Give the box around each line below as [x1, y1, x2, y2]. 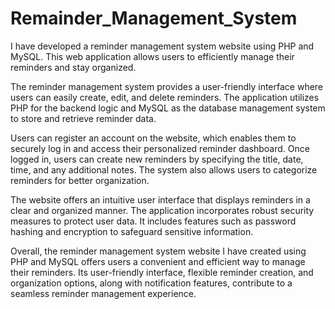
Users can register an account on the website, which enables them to [10, 132, 297, 144]
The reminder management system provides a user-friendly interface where [10, 80, 324, 92]
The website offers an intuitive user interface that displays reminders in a [10, 193, 311, 206]
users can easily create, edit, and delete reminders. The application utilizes [10, 91, 320, 103]
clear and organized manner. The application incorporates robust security [10, 204, 315, 216]
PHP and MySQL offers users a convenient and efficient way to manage [10, 255, 306, 267]
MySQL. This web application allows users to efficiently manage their [10, 50, 295, 62]
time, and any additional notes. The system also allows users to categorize [10, 163, 318, 176]
